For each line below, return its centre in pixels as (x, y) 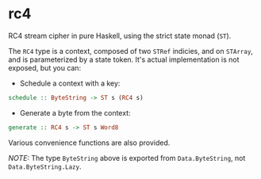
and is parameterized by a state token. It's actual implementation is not (124, 59)
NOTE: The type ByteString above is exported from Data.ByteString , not (127, 158)
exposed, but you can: (45, 67)
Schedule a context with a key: (70, 83)
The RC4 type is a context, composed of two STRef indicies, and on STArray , (131, 51)
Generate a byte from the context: (75, 112)
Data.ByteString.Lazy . (45, 166)
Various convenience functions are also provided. (89, 143)
